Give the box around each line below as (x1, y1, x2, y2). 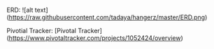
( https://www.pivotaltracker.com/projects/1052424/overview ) (6, 34, 183, 42)
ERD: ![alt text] (6, 6, 48, 14)
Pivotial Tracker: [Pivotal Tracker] (6, 27, 103, 35)
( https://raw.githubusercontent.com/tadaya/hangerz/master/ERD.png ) (6, 13, 208, 21)
